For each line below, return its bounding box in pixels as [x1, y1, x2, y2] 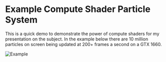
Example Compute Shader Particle [5, 3, 151, 15]
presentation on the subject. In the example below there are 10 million [5, 36, 148, 42]
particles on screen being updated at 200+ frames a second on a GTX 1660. [5, 41, 162, 47]
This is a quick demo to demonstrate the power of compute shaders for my [5, 30, 159, 36]
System [5, 14, 38, 25]
